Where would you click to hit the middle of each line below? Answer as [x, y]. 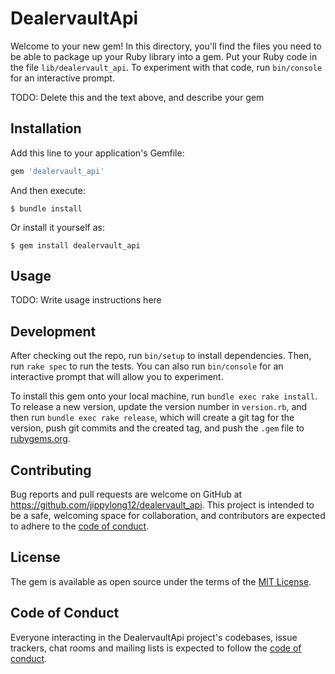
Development [53, 331]
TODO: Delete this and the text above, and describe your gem [137, 97]
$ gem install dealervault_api [75, 245]
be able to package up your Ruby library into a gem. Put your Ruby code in [164, 56]
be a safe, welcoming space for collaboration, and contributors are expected [168, 516]
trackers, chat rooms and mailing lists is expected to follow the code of [156, 648]
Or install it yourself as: [57, 227]
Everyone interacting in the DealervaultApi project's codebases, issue [154, 637]
